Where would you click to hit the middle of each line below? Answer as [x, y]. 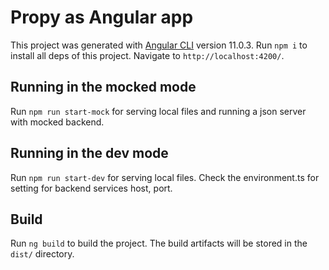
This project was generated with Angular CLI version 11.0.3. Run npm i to [159, 45]
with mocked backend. [57, 122]
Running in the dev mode [89, 153]
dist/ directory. [42, 254]
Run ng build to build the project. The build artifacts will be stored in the [159, 243]
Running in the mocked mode [103, 87]
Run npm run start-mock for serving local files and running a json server [158, 111]
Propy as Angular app [102, 17]
